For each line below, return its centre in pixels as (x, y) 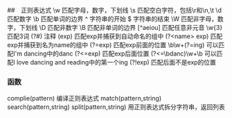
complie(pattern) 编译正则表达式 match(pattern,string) (84, 99)
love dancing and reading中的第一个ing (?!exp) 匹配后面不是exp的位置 (116, 62)
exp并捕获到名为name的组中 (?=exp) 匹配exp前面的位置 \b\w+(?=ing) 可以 (113, 45)
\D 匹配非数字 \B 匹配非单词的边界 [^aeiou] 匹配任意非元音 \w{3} (131, 27)
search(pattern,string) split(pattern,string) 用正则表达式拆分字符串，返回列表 (116, 107)
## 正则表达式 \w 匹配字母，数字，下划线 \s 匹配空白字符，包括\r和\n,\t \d (114, 10)
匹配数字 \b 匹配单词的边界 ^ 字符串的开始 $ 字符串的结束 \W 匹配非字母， (113, 19)
